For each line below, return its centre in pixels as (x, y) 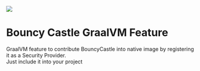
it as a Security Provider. (36, 55)
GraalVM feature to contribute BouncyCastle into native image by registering (100, 49)
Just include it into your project (44, 62)
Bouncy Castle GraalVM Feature (87, 33)
